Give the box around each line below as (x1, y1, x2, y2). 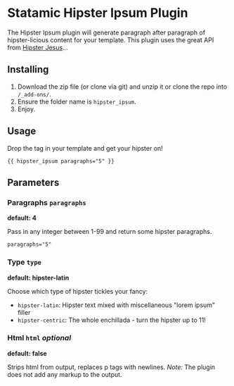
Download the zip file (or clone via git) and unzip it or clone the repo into (17, 82, 228, 91)
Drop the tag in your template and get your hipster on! (7, 144, 163, 152)
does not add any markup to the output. (7, 370, 122, 378)
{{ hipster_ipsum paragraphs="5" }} (7, 157, 115, 165)
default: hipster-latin (7, 273, 70, 282)
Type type (7, 257, 42, 267)
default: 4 (7, 213, 37, 223)
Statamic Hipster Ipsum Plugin (7, 5, 188, 21)
